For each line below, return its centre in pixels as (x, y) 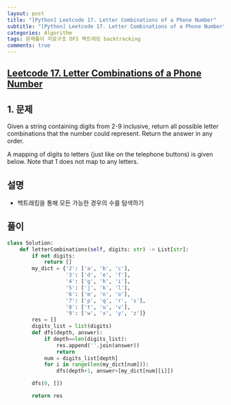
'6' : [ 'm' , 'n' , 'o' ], (98, 294)
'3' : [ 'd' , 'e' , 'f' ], (98, 275)
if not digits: (54, 256)
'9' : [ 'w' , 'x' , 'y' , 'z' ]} (106, 313)
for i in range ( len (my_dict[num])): (96, 365)
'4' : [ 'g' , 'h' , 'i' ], (98, 282)
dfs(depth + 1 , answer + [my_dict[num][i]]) (115, 371)
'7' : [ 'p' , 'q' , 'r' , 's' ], (106, 300)
